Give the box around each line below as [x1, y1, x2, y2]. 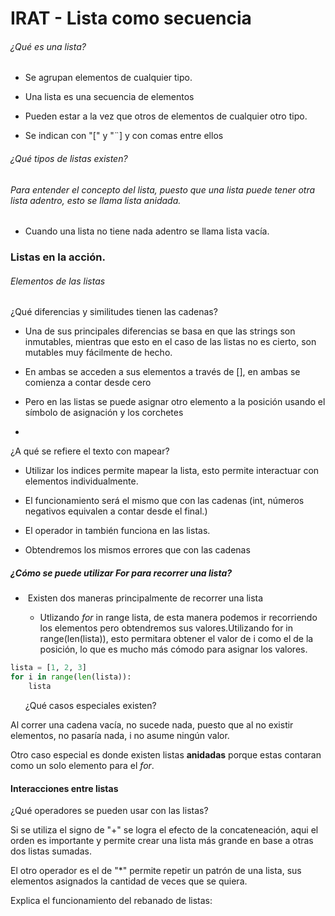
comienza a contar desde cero [24, 377, 152, 389]
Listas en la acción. [10, 250, 106, 264]
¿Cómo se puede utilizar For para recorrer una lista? [10, 567, 233, 579]
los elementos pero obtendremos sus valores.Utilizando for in [39, 622, 294, 634]
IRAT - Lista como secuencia [10, 7, 252, 30]
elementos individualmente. [24, 475, 139, 487]
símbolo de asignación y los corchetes [24, 407, 184, 419]
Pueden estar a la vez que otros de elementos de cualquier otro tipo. [24, 110, 308, 122]
